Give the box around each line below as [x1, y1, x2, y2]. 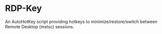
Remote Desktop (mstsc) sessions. [5, 23, 74, 29]
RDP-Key [5, 3, 42, 14]
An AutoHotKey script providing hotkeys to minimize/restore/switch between [5, 19, 158, 24]
